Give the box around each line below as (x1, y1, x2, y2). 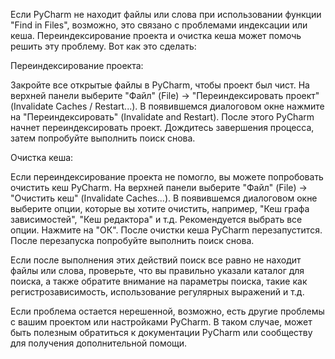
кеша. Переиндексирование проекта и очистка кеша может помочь (10, 30, 302, 41)
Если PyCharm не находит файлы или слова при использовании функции (10, 9, 322, 20)
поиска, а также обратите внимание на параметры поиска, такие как (10, 275, 308, 287)
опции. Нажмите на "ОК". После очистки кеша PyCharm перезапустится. (10, 224, 323, 236)
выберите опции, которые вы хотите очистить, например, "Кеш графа (10, 203, 310, 214)
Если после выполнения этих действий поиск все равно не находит (10, 254, 302, 266)
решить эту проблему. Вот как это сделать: (10, 40, 197, 52)
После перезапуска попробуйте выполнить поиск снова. (10, 235, 255, 246)
